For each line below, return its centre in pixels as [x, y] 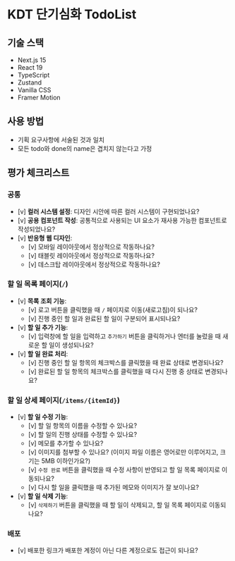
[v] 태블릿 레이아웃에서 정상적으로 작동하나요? [91, 255]
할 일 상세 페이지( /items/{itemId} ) [64, 400]
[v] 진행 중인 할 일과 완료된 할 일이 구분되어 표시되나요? [104, 319]
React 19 [30, 67]
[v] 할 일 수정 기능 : [43, 417]
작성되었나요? [36, 229]
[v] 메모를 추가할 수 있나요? [66, 443]
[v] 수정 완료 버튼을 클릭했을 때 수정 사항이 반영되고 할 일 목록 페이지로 [124, 470]
